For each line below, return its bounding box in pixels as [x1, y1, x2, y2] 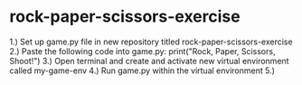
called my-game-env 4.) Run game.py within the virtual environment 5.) [9, 65, 276, 76]
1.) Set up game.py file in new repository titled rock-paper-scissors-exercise [9, 36, 293, 47]
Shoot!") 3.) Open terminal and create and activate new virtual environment [9, 55, 289, 66]
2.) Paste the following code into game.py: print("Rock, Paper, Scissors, [9, 45, 276, 56]
